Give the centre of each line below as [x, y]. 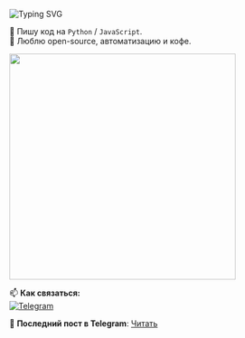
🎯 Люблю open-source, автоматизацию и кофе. [100, 41]
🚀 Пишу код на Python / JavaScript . [76, 31]
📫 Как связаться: [45, 293]
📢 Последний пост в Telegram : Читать [84, 324]
